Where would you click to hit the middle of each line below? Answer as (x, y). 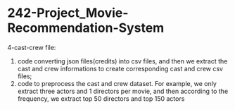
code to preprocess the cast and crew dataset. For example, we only (117, 83)
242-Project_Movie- (68, 13)
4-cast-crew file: (32, 47)
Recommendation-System (86, 28)
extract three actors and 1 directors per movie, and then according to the (123, 91)
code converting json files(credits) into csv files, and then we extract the (122, 61)
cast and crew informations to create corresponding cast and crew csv (120, 68)
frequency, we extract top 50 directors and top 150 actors (101, 98)
